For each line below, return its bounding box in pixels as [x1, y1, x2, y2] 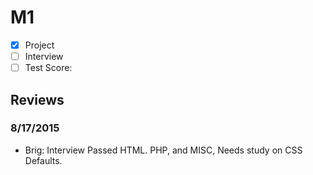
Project [24, 39, 55, 51]
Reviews [10, 91, 65, 108]
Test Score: [24, 62, 73, 74]
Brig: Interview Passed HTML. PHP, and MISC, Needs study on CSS [24, 144, 303, 156]
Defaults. [24, 154, 63, 166]
